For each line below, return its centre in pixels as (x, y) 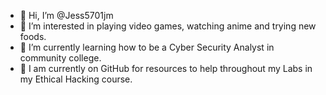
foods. (33, 36)
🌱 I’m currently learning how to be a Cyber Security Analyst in (147, 47)
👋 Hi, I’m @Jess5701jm (66, 15)
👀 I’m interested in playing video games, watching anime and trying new (168, 26)
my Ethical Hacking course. (76, 79)
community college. (60, 58)
